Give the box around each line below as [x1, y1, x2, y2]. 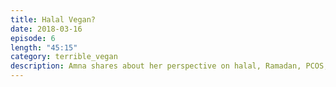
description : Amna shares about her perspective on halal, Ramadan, [10, 61, 302, 71]
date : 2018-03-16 [10, 24, 83, 34]
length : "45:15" [10, 42, 78, 53]
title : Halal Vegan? [10, 14, 97, 25]
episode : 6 [10, 33, 56, 43]
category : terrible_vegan [10, 52, 118, 62]
